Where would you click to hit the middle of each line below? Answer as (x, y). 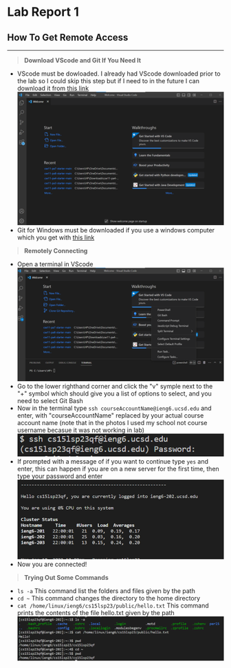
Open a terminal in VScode (55, 264)
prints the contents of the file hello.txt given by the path (96, 612)
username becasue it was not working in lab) (81, 430)
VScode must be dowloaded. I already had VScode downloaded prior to (119, 74)
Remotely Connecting (56, 250)
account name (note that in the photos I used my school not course (112, 422)
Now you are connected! (52, 564)
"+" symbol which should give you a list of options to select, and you (114, 394)
